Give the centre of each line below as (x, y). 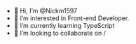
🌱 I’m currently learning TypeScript (64, 25)
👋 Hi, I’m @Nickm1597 (46, 11)
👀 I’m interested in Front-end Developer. (72, 18)
